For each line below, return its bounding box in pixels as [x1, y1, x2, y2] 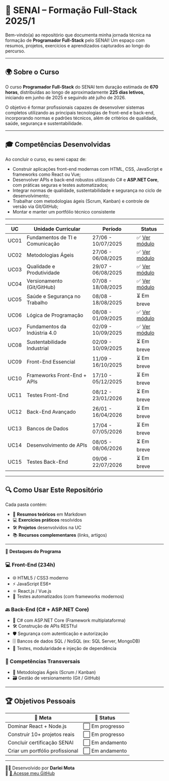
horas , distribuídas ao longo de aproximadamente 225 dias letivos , [5, 89, 145, 95]
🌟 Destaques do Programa [5, 548, 61, 554]
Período [102, 225, 122, 232]
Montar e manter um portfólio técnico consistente [12, 208, 116, 215]
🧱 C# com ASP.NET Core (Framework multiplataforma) [12, 617, 126, 623]
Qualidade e [27, 263, 55, 270]
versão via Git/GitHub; [12, 203, 59, 209]
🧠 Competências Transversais [5, 658, 80, 665]
